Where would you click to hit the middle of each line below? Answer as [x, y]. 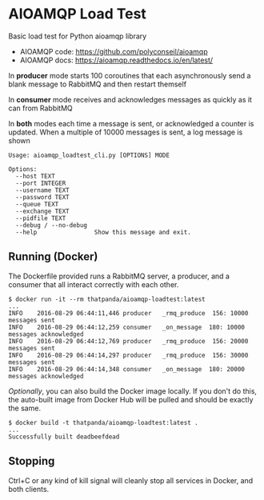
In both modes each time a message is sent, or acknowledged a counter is [131, 123]
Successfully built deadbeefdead [64, 437]
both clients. [29, 489]
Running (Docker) [53, 257]
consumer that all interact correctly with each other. [94, 284]
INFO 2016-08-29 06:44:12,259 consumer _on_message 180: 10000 [127, 327]
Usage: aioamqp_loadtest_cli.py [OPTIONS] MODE [89, 155]
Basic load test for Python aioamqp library [78, 36]
